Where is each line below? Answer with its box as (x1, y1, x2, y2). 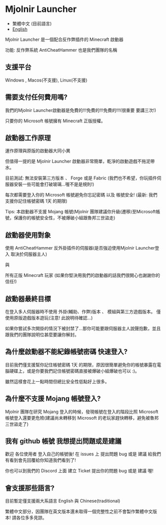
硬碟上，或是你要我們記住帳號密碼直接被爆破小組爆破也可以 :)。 (9, 368, 140, 374)
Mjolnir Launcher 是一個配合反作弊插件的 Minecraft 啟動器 (5, 36, 124, 42)
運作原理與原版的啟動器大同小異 (5, 148, 70, 154)
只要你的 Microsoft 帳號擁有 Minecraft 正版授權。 (5, 118, 106, 124)
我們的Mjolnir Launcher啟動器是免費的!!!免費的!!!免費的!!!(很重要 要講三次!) (5, 107, 157, 113)
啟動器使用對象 (5, 231, 51, 239)
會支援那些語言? (5, 484, 55, 492)
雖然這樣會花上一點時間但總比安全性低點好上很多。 (5, 378, 110, 384)
